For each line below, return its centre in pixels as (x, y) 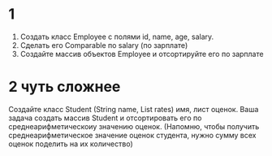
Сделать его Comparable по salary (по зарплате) (104, 45)
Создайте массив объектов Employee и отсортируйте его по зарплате (142, 54)
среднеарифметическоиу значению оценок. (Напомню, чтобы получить (134, 126)
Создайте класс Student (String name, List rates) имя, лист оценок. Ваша (134, 109)
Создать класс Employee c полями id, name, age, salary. (117, 37)
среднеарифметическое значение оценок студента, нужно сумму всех (132, 135)
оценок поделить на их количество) (71, 144)
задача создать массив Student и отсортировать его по (105, 118)
